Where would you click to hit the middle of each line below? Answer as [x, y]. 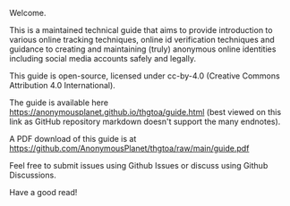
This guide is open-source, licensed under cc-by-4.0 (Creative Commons [145, 76]
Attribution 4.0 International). [63, 85]
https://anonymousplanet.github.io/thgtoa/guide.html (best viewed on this [145, 112]
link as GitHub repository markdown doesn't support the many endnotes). [145, 121]
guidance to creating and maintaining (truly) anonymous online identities [143, 49]
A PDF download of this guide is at [73, 139]
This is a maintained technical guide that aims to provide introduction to [141, 30]
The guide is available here [59, 103]
